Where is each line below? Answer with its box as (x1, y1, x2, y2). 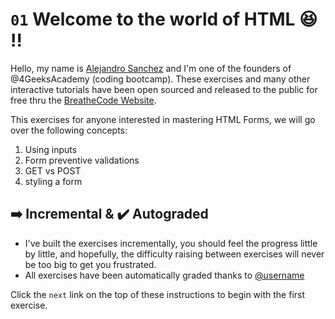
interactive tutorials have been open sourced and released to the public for (10, 83, 318, 95)
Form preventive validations (24, 154, 140, 166)
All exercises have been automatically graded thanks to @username (24, 269, 305, 281)
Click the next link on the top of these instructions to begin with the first (10, 288, 306, 300)
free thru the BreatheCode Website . (10, 94, 157, 106)
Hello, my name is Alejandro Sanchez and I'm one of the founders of (10, 62, 292, 74)
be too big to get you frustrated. (24, 258, 157, 270)
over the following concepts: (10, 124, 128, 136)
